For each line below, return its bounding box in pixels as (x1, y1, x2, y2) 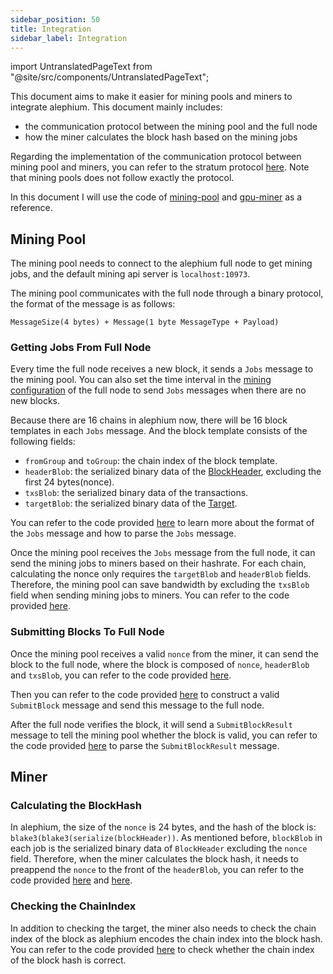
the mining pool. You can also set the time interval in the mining (10, 374, 272, 386)
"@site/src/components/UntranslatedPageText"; (10, 71, 210, 83)
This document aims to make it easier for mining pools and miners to (10, 91, 293, 103)
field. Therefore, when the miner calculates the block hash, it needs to (10, 853, 299, 865)
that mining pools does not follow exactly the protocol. (10, 172, 235, 184)
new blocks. (10, 395, 61, 407)
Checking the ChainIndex (10, 899, 137, 913)
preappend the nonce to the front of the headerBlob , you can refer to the (10, 864, 305, 876)
